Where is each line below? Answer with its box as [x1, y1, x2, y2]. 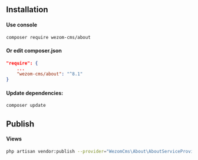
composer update [6, 103, 46, 109]
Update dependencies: [6, 89, 64, 96]
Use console [6, 21, 37, 28]
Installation [6, 5, 48, 15]
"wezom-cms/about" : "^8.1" [16, 71, 83, 77]
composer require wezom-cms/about [6, 34, 91, 40]
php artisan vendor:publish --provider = [6, 148, 107, 154]
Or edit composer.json [6, 47, 62, 54]
